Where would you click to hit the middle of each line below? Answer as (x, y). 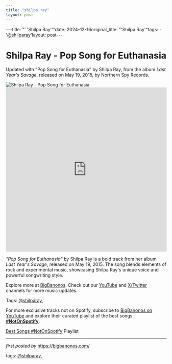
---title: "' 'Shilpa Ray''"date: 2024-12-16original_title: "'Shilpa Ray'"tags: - (84, 29)
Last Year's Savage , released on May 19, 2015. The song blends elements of (86, 264)
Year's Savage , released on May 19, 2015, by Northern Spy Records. (78, 75)
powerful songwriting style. (34, 275)
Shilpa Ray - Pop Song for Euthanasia (86, 55)
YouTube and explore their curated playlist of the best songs (69, 316)
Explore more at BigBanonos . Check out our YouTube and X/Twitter (77, 285)
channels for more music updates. (42, 291)
